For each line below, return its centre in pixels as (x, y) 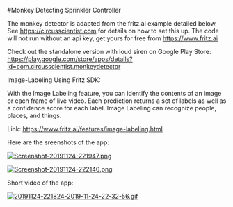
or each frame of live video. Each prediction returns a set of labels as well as (117, 101)
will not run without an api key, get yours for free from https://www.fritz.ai (113, 38)
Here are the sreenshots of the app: (58, 142)
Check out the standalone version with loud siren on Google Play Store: (109, 52)
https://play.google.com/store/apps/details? (70, 59)
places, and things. (34, 115)
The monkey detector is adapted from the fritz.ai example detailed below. (112, 23)
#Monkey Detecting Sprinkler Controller (64, 10)
